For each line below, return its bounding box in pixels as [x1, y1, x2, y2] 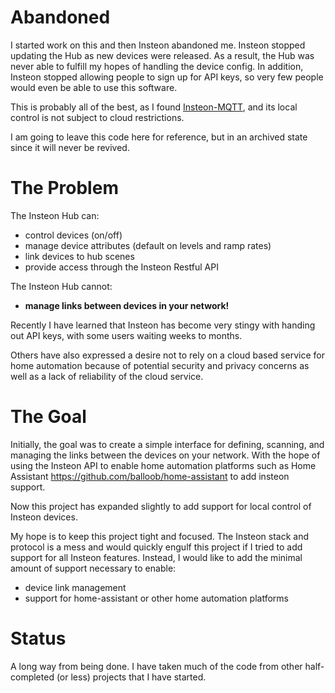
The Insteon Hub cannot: [10, 280, 113, 292]
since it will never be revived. [10, 141, 130, 153]
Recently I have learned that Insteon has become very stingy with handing [10, 319, 316, 331]
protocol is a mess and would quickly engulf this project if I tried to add [10, 541, 303, 553]
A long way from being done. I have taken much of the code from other [10, 660, 303, 672]
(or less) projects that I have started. [56, 671, 207, 683]
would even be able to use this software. [10, 81, 178, 93]
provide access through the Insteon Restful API [24, 261, 219, 273]
